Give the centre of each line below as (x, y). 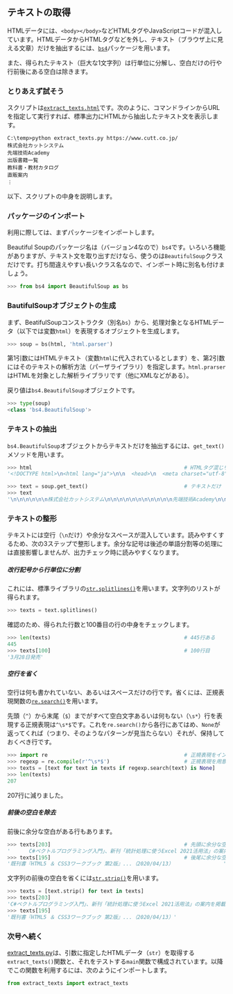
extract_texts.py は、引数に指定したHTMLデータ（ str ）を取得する (101, 953)
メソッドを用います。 (37, 454)
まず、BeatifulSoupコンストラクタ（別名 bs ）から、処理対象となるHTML (110, 322)
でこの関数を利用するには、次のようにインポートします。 (89, 970)
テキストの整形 (32, 518)
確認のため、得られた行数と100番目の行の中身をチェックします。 (100, 625)
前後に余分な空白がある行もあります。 (62, 831)
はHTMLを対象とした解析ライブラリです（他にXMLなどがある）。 (100, 376)
